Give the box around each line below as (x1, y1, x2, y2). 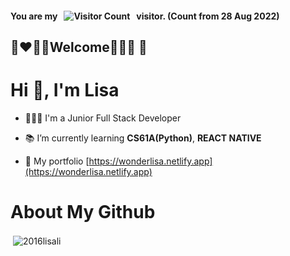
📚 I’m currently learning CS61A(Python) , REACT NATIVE (24, 132, 262, 144)
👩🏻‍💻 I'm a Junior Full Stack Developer (24, 112, 182, 124)
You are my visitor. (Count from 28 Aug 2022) (10, 10, 280, 22)
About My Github (10, 201, 156, 224)
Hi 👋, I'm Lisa (10, 79, 120, 102)
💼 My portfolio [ (24, 155, 90, 167)
